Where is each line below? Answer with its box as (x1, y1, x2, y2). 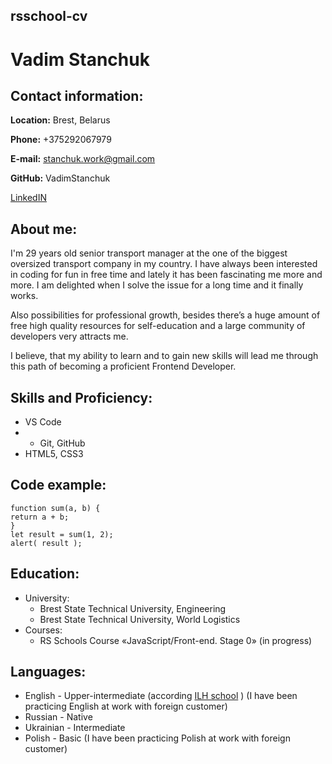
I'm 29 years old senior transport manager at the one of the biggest (10, 247, 288, 259)
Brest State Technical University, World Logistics (39, 613, 241, 625)
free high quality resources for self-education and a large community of (10, 320, 306, 332)
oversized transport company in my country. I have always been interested (10, 258, 318, 270)
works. (10, 290, 39, 302)
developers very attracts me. (10, 330, 129, 343)
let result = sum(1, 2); (10, 529, 114, 539)
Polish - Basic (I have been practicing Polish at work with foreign (24, 732, 291, 744)
